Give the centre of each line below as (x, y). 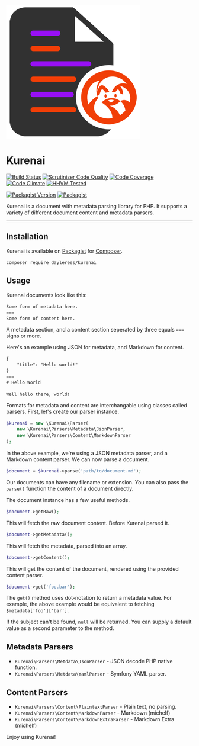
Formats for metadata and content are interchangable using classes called (97, 405)
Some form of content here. (41, 319)
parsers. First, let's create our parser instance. (63, 411)
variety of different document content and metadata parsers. (80, 213)
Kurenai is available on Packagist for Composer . (64, 251)
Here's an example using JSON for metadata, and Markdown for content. (95, 347)
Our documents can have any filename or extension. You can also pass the (97, 482)
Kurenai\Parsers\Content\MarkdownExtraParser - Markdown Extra (94, 719)
